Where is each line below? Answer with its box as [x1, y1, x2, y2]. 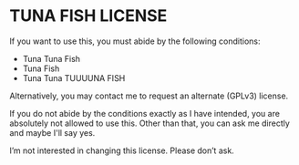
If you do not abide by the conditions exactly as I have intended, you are [9, 108, 281, 119]
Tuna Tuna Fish [22, 53, 80, 64]
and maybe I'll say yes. [9, 127, 96, 138]
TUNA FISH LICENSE [9, 5, 168, 26]
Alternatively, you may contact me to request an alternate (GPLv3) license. [9, 90, 289, 101]
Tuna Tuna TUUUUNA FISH [22, 72, 126, 83]
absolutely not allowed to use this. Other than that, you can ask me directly [9, 118, 290, 129]
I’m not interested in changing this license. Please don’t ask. [9, 145, 234, 156]
